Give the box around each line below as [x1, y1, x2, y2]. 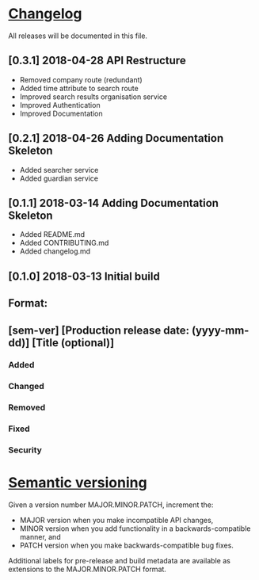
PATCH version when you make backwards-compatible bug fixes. [19, 540, 234, 551]
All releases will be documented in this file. [8, 31, 148, 40]
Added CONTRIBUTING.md [19, 238, 109, 248]
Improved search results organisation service [19, 92, 168, 101]
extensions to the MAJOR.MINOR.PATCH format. [8, 564, 166, 574]
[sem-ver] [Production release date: [8, 323, 190, 337]
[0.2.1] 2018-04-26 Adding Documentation [8, 132, 224, 145]
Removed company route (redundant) [19, 74, 143, 84]
